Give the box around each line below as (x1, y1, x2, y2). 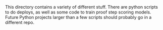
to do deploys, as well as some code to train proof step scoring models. (5, 9, 152, 15)
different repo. (5, 19, 35, 25)
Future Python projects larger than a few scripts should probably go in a (5, 15, 152, 20)
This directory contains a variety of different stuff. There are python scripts (5, 4, 158, 10)
